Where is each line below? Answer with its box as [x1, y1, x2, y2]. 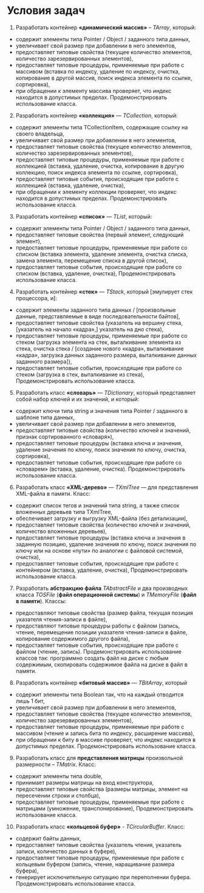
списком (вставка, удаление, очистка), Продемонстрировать [15, 270, 176, 277]
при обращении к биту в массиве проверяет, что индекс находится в [15, 736, 196, 743]
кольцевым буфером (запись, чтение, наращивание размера [15, 860, 175, 867]
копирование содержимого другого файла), [15, 635, 130, 642]
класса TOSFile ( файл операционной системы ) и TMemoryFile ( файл [15, 590, 197, 598]
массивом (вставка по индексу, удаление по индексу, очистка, [15, 67, 180, 75]
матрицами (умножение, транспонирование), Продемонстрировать [15, 804, 194, 812]
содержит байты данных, [15, 835, 81, 842]
